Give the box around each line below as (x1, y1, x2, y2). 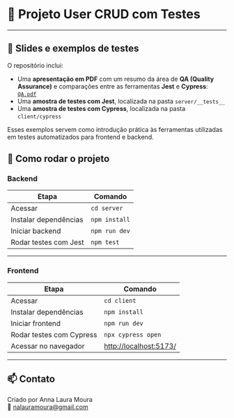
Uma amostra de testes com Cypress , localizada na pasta (17, 104, 186, 112)
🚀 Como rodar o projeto (7, 153, 110, 165)
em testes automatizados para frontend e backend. (7, 133, 155, 141)
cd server (90, 204, 123, 212)
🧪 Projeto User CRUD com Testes (7, 6, 201, 22)
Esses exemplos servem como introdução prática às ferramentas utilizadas (7, 125, 223, 133)
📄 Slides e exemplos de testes (7, 43, 139, 54)
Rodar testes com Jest (10, 237, 84, 247)
